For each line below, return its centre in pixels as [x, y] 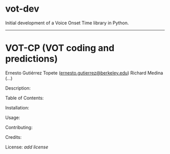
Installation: [17, 107]
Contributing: [19, 127]
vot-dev [22, 9]
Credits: [13, 137]
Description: [18, 88]
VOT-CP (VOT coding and [60, 48]
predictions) [32, 59]
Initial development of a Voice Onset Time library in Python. [67, 23]
